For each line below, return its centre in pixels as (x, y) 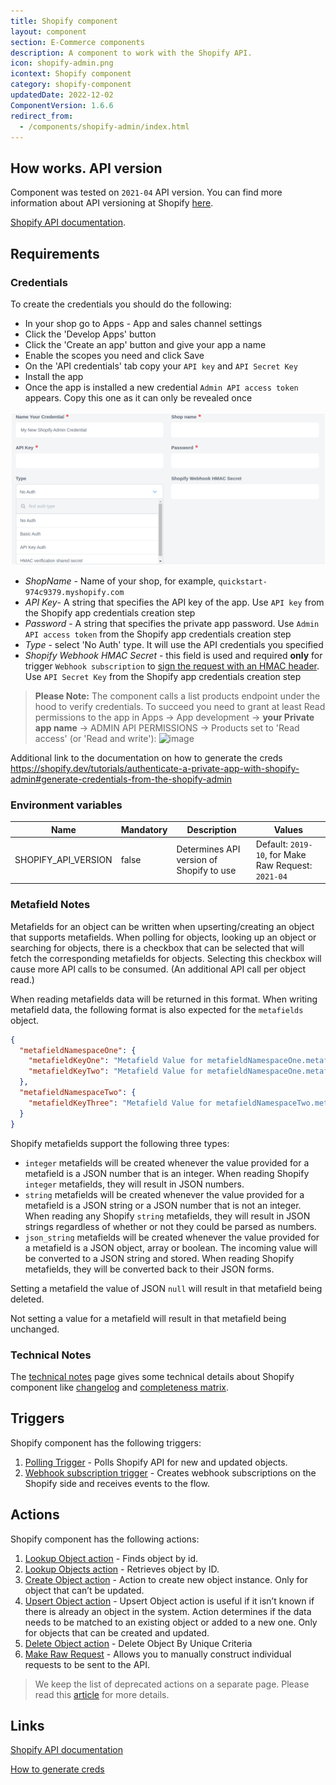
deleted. (27, 1299)
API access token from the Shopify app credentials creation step (158, 634)
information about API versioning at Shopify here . (112, 203)
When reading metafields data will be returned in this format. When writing (164, 999)
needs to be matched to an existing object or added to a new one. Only (171, 1622)
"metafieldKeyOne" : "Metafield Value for (115, 1061)
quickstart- (243, 581)
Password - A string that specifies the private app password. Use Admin (172, 623)
